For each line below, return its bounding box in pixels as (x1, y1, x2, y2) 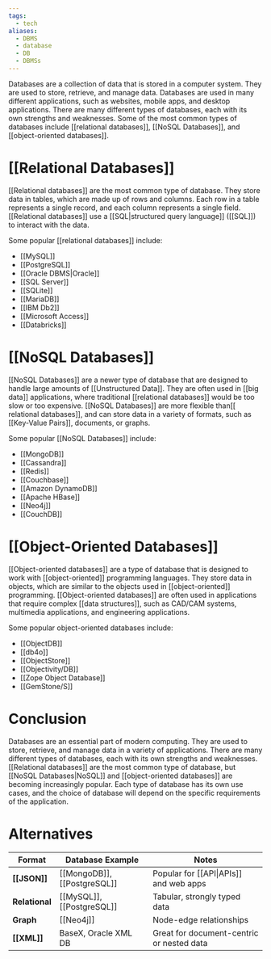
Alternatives (8, 825, 94, 843)
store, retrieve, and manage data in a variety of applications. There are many (8, 745, 263, 755)
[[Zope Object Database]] (19, 672, 106, 683)
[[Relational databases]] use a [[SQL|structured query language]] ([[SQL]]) (8, 211, 256, 221)
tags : (8, 11, 27, 20)
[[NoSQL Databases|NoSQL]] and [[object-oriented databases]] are (8, 771, 233, 780)
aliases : (8, 27, 38, 35)
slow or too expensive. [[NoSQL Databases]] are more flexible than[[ (8, 401, 236, 410)
